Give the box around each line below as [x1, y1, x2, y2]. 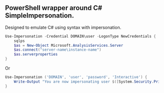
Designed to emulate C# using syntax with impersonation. [5, 24, 122, 30]
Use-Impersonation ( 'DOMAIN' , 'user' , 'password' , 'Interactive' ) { [5, 75, 147, 80]
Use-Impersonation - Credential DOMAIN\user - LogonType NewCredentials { [5, 34, 156, 38]
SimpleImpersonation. [5, 12, 74, 20]
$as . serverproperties [14, 52, 58, 57]
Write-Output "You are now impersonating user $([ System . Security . [14, 79, 154, 84]
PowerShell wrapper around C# [5, 4, 102, 12]
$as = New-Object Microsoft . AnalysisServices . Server [14, 43, 123, 48]
